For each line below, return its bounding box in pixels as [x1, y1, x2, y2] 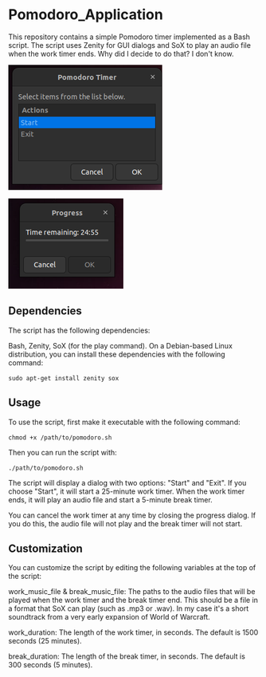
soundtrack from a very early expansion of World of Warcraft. [8, 612, 211, 622]
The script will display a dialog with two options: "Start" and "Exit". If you [8, 478, 247, 487]
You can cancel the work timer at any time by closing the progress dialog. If [8, 510, 256, 520]
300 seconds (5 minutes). [8, 660, 93, 670]
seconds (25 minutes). [8, 636, 82, 646]
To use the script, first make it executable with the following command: [8, 417, 241, 427]
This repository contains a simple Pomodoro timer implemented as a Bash [8, 32, 251, 41]
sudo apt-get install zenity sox [8, 374, 119, 382]
